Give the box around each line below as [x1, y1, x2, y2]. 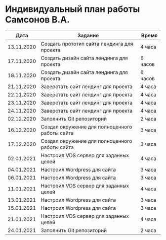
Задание [77, 32, 99, 39]
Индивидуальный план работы [5, 3, 140, 15]
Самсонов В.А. [5, 14, 70, 25]
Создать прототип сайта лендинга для [41, 40, 133, 47]
